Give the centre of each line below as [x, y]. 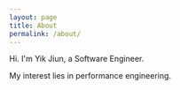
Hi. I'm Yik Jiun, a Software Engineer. [77, 59]
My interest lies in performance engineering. [90, 76]
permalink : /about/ [45, 34]
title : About [33, 26]
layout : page [33, 17]
